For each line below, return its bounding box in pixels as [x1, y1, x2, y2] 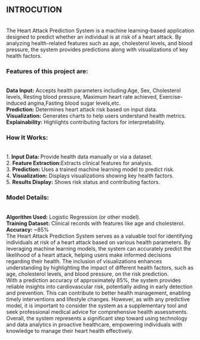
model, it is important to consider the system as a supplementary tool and [6, 302, 187, 309]
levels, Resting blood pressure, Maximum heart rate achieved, [6, 93, 158, 101]
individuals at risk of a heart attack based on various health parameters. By [6, 238, 191, 246]
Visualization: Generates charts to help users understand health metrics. [6, 113, 186, 120]
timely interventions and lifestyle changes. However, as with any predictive [6, 295, 190, 302]
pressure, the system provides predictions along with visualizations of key [6, 46, 189, 53]
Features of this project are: [6, 67, 88, 75]
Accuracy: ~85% [6, 226, 49, 233]
